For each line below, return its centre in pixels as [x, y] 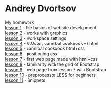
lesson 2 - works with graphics [36, 33]
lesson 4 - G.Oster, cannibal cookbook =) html [52, 43]
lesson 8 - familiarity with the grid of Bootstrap [52, 64]
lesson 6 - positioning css [31, 54]
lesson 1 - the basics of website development [51, 27]
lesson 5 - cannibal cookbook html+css [45, 48]
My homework [20, 22]
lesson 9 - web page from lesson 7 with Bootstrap [56, 69]
